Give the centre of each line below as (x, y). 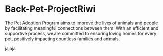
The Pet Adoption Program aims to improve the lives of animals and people (81, 23)
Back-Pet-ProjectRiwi (50, 9)
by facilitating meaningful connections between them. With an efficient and (82, 28)
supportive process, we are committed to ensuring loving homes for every (81, 33)
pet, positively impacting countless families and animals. (63, 39)
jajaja (10, 48)
